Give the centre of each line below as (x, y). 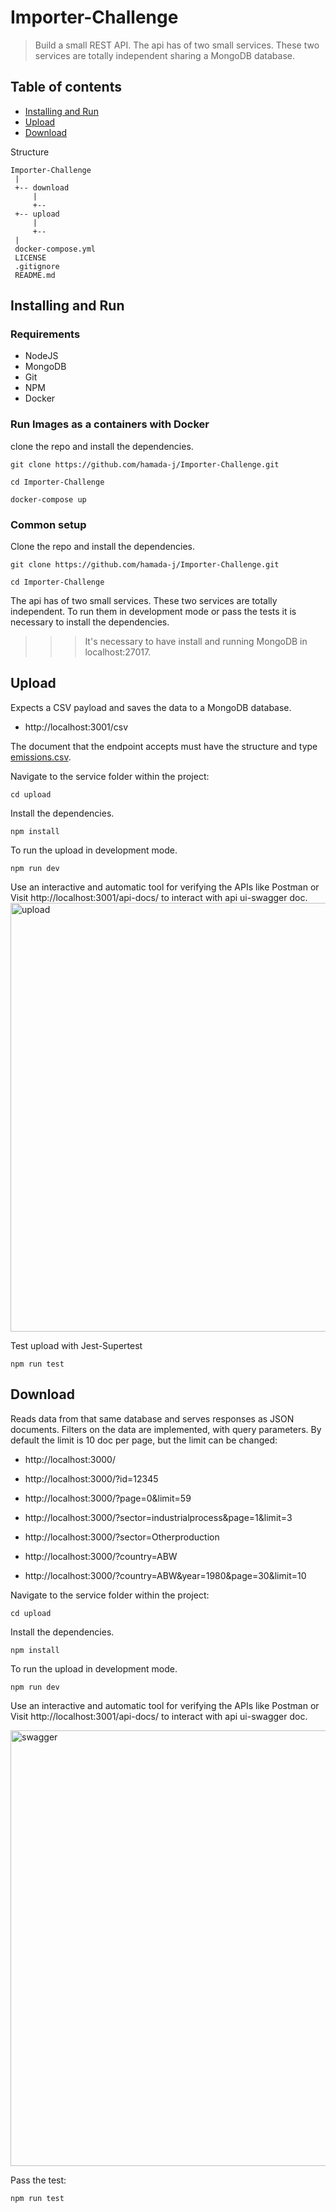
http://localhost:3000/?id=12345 (91, 1478)
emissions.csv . (41, 757)
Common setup (48, 524)
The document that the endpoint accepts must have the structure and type (164, 746)
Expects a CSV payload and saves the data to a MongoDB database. (151, 707)
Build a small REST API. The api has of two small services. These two (177, 45)
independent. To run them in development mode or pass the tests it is (153, 612)
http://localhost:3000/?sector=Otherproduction (122, 1537)
